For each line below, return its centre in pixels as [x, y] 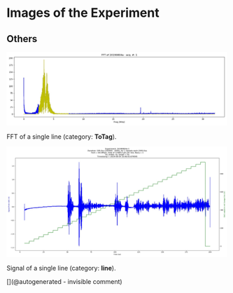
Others [22, 39]
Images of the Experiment [83, 13]
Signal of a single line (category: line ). [61, 268]
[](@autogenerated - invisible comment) [65, 281]
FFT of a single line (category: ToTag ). [62, 136]
